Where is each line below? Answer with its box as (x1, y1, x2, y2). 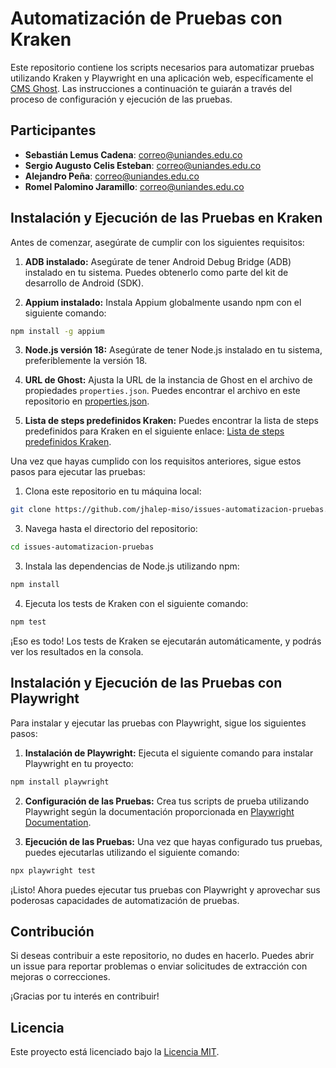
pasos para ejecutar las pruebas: (10, 466, 146, 478)
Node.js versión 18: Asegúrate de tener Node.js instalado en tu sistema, (24, 344, 323, 356)
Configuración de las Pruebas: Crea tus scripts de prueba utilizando (24, 795, 310, 807)
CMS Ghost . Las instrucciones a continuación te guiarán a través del (10, 82, 293, 94)
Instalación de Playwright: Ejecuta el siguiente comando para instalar (24, 747, 314, 759)
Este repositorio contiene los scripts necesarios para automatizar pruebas (10, 61, 315, 73)
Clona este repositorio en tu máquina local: (24, 485, 202, 497)
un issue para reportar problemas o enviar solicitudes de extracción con (10, 960, 308, 972)
